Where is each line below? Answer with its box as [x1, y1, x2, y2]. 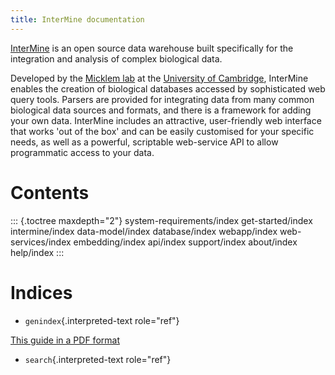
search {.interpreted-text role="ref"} [24, 353, 172, 365]
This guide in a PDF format [10, 334, 120, 346]
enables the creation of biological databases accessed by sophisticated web [10, 82, 326, 95]
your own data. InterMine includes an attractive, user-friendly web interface [10, 114, 322, 126]
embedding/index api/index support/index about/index [73, 236, 298, 248]
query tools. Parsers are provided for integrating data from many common [10, 93, 315, 105]
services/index [10, 236, 72, 248]
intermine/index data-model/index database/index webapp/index [10, 225, 278, 237]
